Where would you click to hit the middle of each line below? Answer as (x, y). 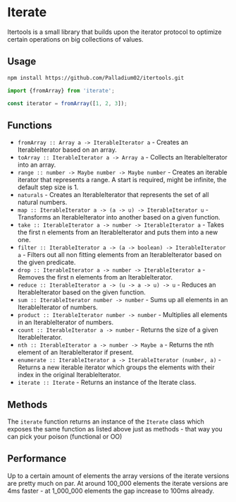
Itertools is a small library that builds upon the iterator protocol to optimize (114, 32)
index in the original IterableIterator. (69, 375)
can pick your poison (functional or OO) (65, 436)
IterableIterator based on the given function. (81, 292)
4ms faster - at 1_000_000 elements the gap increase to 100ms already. (111, 491)
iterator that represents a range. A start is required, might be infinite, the (122, 180)
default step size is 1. (48, 187)
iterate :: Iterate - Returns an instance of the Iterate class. (107, 383)
